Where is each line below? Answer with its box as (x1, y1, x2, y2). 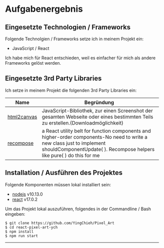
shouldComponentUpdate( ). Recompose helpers (41, 146, 155, 152)
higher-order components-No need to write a (41, 133, 148, 140)
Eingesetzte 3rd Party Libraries (5, 74, 102, 83)
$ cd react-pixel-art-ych (5, 224, 58, 230)
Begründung (84, 99, 114, 106)
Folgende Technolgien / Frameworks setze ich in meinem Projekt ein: (5, 36, 144, 42)
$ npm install (5, 229, 34, 234)
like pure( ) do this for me (41, 152, 100, 159)
